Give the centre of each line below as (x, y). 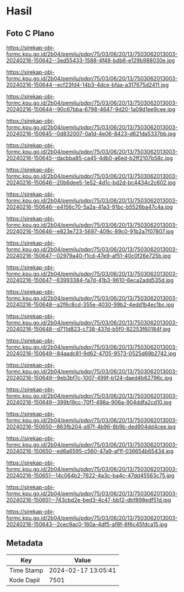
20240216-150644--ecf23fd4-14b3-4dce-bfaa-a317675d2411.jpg (88, 85)
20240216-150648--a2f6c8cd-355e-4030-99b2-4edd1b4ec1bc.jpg (90, 304)
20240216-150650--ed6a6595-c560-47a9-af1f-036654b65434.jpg (90, 451)
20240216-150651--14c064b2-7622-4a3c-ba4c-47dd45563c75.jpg (91, 475)
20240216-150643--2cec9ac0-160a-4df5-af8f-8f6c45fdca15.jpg (87, 524)
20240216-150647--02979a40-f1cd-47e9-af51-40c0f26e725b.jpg (88, 256)
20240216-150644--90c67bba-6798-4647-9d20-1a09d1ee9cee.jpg (91, 109)
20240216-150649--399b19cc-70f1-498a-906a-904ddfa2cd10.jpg (89, 402)
